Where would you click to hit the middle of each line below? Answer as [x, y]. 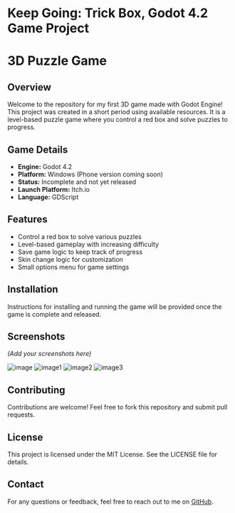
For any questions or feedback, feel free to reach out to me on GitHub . [110, 502]
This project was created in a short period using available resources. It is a [116, 112]
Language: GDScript [48, 197]
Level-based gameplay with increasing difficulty [88, 244]
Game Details [38, 149]
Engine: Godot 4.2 [45, 167]
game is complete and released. [54, 314]
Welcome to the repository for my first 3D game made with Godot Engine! [115, 104]
